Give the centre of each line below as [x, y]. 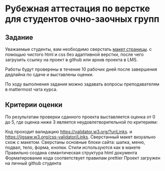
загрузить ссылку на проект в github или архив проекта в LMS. [71, 60]
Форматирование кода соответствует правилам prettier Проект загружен [83, 158]
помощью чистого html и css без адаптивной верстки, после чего [74, 54]
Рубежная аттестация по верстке [78, 9]
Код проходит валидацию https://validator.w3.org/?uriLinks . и [69, 131]
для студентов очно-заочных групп [82, 19]
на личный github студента [33, 163]
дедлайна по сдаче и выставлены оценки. [49, 74]
